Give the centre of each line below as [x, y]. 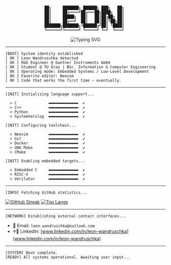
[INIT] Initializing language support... [50, 94]
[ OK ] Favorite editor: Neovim [39, 76]
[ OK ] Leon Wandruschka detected [42, 58]
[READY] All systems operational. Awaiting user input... [68, 257]
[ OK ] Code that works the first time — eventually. [64, 81]
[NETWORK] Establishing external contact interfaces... [66, 216]
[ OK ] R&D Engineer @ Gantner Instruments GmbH [58, 63]
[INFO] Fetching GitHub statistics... [46, 193]
